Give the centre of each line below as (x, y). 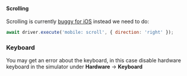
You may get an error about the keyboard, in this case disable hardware (93, 61)
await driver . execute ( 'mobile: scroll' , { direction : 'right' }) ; (90, 33)
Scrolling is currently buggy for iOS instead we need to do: (78, 21)
